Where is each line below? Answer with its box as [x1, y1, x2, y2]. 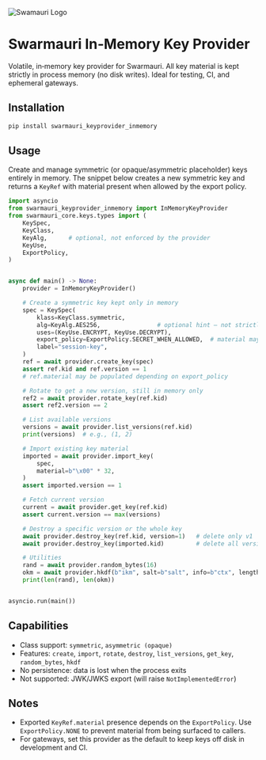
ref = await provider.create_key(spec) [22, 358, 154, 366]
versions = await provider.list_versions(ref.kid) [22, 424, 193, 431]
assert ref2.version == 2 [22, 401, 108, 409]
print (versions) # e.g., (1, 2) [22, 431, 133, 439]
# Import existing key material [22, 444, 129, 453]
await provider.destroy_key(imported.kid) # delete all [22, 539, 239, 548]
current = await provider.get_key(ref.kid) [22, 503, 169, 511]
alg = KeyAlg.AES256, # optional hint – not [36, 321, 232, 329]
